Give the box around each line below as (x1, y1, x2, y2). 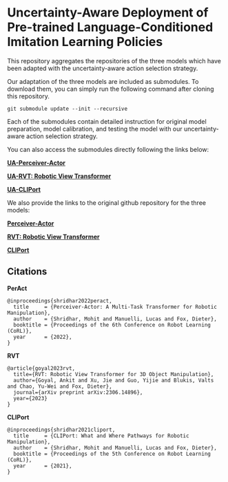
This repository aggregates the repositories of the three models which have (7, 56, 222, 65)
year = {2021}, (13, 462, 72, 469)
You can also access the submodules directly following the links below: (7, 145, 209, 153)
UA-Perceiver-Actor (7, 158, 65, 166)
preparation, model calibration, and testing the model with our (7, 124, 183, 133)
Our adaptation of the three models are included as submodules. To (7, 77, 199, 85)
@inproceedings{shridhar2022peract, (7, 297, 112, 304)
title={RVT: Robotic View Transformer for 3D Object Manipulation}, (13, 371, 214, 377)
